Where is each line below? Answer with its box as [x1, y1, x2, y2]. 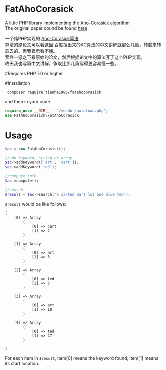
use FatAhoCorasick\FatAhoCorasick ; [5, 113, 81, 118]
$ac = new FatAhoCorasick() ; [5, 146, 66, 151]
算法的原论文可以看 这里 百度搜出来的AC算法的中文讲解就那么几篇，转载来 [5, 41, 157, 48]
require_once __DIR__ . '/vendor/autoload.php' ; [5, 108, 108, 113]
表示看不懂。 [31, 48, 58, 54]
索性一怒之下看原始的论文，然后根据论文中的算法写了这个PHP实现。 [5, 54, 146, 60]
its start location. [5, 360, 40, 366]
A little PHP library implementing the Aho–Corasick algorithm [5, 20, 130, 26]
